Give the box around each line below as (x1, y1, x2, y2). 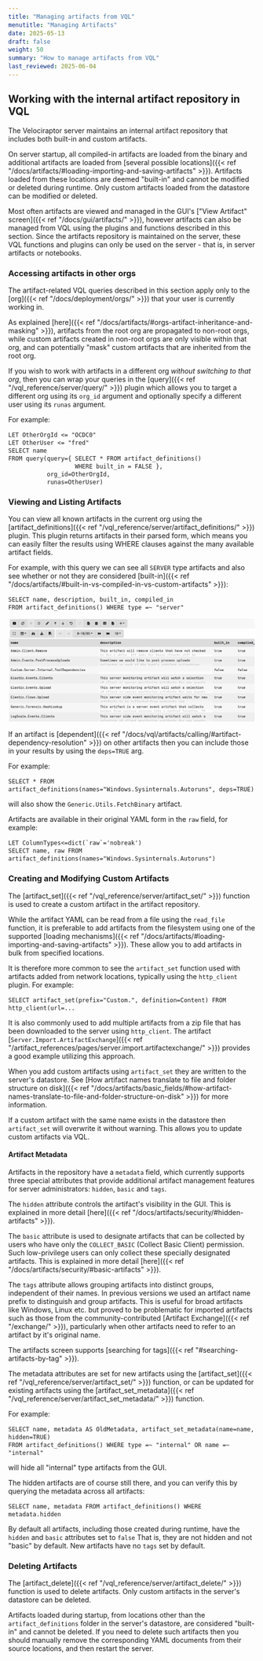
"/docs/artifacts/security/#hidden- (132, 1207, 244, 1217)
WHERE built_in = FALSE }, (75, 462, 163, 470)
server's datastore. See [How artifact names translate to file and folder (8, 1074, 236, 1085)
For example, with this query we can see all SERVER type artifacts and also (8, 563, 246, 573)
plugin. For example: (8, 980, 75, 989)
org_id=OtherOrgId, (46, 470, 111, 478)
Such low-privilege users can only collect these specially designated (8, 1247, 231, 1258)
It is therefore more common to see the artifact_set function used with (8, 963, 241, 973)
